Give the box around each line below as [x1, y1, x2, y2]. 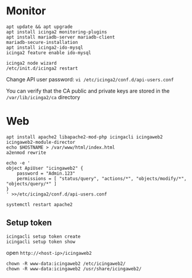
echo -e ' [6, 160, 31, 166]
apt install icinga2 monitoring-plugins [6, 29, 108, 35]
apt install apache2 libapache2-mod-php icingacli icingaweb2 [6, 134, 163, 140]
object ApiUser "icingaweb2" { [6, 165, 84, 171]
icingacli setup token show [6, 239, 76, 245]
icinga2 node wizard [6, 60, 57, 66]
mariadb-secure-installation [6, 39, 78, 45]
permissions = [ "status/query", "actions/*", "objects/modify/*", [17, 175, 187, 182]
